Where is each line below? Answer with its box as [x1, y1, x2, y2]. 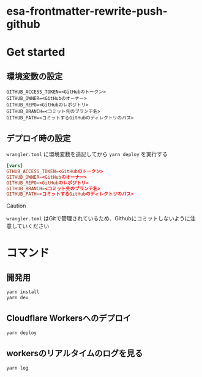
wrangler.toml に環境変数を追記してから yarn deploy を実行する [6, 151, 168, 157]
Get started [6, 45, 65, 59]
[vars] [6, 163, 23, 169]
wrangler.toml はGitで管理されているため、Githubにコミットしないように [6, 215, 191, 222]
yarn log [6, 365, 29, 371]
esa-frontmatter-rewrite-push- [6, 4, 168, 18]
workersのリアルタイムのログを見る [6, 348, 143, 359]
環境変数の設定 [6, 71, 63, 81]
